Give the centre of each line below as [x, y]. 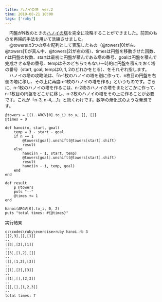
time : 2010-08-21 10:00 [29, 14]
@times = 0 [16, 120]
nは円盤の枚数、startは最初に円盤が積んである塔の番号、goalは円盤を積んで [81, 57]
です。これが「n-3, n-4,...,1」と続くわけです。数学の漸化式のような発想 [76, 100]
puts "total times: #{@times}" [37, 213]
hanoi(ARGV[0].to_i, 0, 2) [32, 209]
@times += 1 [26, 196]
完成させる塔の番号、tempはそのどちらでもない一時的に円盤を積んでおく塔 [80, 63]
